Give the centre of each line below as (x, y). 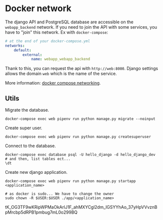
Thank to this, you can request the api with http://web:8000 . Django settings (81, 68)
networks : (15, 46)
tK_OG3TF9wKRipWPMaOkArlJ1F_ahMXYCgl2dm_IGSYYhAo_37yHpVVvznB (81, 207)
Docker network (38, 8)
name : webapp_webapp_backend (61, 59)
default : (23, 50)
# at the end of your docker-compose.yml (48, 41)
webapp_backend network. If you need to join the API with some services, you (81, 27)
